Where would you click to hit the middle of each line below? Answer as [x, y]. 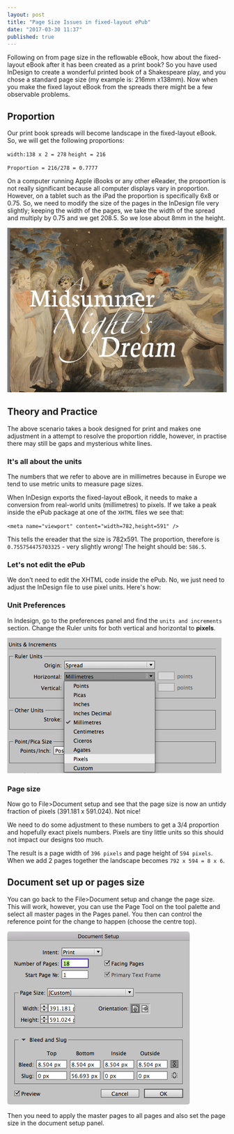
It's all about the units [45, 461]
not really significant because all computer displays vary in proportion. [108, 189]
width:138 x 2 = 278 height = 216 [56, 155]
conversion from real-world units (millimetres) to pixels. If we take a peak [112, 505]
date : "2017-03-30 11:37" [45, 29]
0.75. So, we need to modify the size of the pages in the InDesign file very [113, 203]
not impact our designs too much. [56, 840]
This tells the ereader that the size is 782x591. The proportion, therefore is [114, 539]
